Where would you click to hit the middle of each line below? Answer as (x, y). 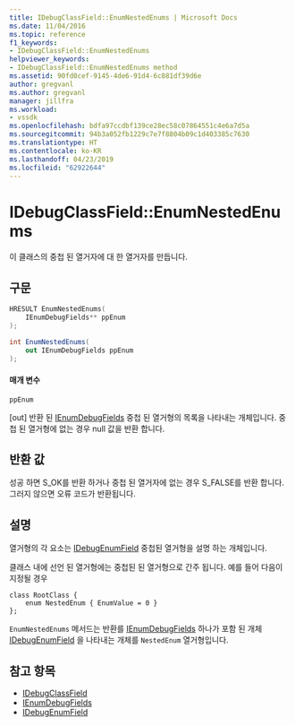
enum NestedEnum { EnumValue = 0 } (92, 603)
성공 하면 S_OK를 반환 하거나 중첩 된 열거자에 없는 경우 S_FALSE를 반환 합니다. (147, 483)
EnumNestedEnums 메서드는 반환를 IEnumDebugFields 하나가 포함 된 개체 (136, 629)
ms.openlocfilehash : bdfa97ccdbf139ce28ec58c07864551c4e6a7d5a (130, 126)
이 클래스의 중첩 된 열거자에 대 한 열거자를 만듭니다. (98, 257)
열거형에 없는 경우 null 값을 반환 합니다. (97, 428)
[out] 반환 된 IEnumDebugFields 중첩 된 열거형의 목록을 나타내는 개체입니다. (143, 417)
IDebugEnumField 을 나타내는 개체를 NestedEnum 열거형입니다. (119, 640)
